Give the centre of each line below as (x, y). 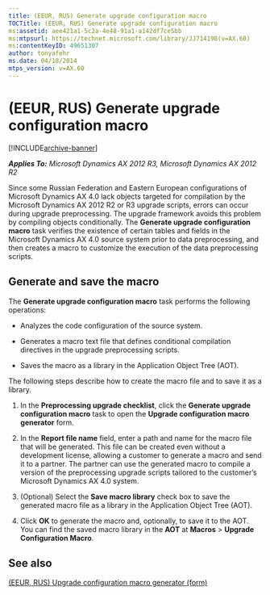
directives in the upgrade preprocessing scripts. (100, 350)
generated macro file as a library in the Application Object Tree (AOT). (136, 505)
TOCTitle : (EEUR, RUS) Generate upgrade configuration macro (113, 23)
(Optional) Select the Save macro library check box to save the (125, 497)
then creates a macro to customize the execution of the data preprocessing (133, 248)
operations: (27, 310)
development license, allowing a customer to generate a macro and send (141, 455)
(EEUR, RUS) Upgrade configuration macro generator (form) (108, 583)
